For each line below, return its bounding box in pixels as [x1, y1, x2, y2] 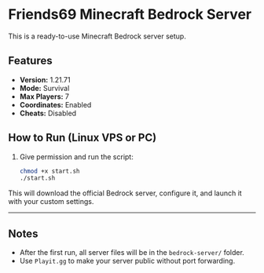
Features [8, 54, 53, 67]
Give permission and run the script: [19, 151, 134, 162]
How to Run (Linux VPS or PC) [8, 131, 157, 144]
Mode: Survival [19, 83, 70, 93]
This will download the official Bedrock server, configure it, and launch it [8, 188, 242, 198]
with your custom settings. [8, 197, 94, 206]
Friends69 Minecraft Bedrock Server [8, 5, 252, 24]
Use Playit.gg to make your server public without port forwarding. [19, 257, 236, 266]
